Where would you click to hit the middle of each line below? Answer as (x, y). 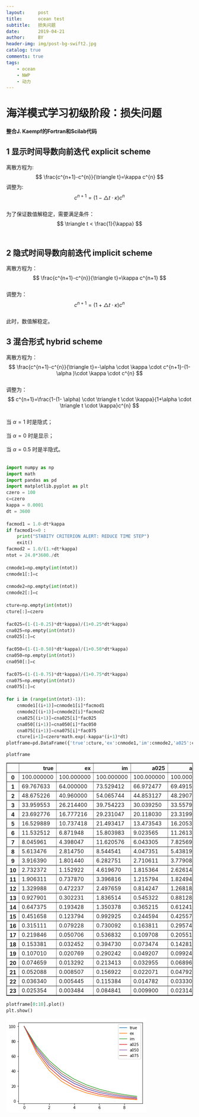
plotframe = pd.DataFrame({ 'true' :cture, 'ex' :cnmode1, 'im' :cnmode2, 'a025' (98, 743)
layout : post (28, 12)
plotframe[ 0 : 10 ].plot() (36, 1004)
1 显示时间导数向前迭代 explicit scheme (78, 152)
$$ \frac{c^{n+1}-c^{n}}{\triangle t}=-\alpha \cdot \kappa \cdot (85, 367)
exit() (25, 543)
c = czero (16, 499)
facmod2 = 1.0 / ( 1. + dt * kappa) (42, 549)
